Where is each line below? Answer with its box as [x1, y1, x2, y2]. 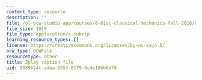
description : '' [6, 14, 47, 20]
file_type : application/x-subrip [6, 31, 90, 37]
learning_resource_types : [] [6, 37, 79, 43]
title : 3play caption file [6, 59, 74, 65]
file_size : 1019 [6, 25, 47, 32]
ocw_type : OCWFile [6, 48, 52, 54]
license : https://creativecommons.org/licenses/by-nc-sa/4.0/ [6, 43, 165, 49]
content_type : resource [6, 8, 66, 15]
